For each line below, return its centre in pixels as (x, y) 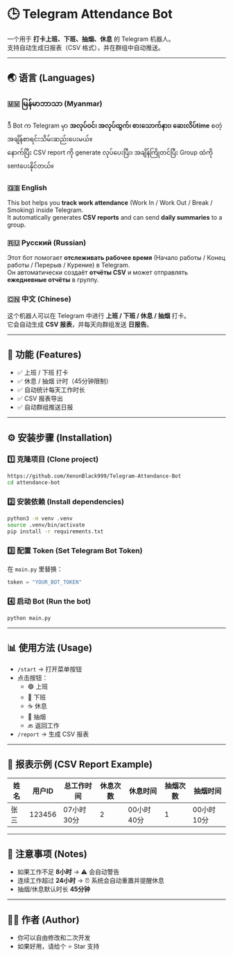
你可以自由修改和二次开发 (54, 938)
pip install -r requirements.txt (55, 532)
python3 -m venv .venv (40, 519)
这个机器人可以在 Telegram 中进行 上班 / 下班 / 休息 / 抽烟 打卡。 (99, 315)
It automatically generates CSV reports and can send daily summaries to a (115, 217)
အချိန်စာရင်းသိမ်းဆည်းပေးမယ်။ (50, 139)
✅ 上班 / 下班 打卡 (43, 373)
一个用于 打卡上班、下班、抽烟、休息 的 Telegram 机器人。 (91, 39)
